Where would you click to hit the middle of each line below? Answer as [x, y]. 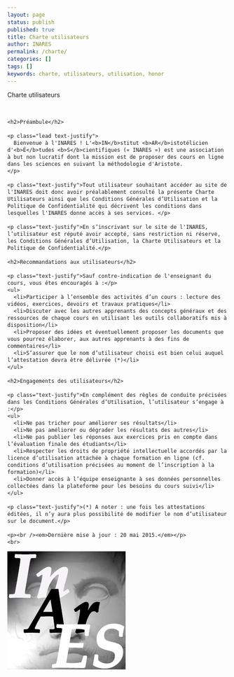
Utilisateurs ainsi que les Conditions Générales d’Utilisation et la [112, 199]
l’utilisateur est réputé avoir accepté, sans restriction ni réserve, [114, 234]
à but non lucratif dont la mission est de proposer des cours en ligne [116, 157]
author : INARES [29, 44]
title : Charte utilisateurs [48, 37]
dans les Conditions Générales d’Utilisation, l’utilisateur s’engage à [116, 402]
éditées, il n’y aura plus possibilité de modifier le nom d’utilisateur [117, 514]
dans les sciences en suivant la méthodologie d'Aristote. [95, 164]
